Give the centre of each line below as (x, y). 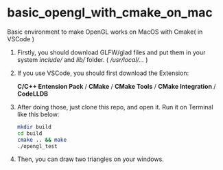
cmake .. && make (42, 140)
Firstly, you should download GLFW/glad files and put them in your (111, 52)
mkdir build (34, 127)
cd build (30, 133)
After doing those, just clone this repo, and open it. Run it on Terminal (115, 107)
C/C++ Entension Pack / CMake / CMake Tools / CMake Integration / (116, 86)
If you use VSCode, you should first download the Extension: (103, 73)
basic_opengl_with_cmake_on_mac (110, 13)
